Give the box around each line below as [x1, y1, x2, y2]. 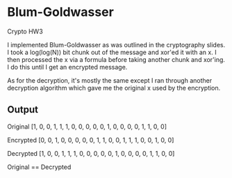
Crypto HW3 [7, 27, 43, 35]
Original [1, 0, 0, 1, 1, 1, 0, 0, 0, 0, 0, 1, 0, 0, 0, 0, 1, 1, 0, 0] [7, 122, 167, 131]
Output [7, 104, 38, 115]
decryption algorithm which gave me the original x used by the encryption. [7, 83, 221, 92]
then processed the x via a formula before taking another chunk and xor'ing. [7, 55, 226, 63]
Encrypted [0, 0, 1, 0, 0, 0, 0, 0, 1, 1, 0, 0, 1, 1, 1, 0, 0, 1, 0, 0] [7, 136, 174, 144]
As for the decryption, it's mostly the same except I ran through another [7, 76, 213, 84]
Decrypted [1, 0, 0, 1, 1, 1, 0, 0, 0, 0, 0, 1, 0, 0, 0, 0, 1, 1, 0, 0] [7, 149, 175, 157]
